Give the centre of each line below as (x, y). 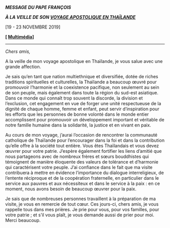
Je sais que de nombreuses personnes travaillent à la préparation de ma (80, 199)
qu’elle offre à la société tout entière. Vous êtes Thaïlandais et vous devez (82, 146)
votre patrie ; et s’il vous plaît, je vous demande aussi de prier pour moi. (80, 215)
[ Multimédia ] (20, 37)
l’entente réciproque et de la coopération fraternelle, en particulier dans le (82, 178)
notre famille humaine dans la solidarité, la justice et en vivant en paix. (78, 125)
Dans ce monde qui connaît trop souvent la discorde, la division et (74, 98)
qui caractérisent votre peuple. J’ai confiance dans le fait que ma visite (79, 167)
